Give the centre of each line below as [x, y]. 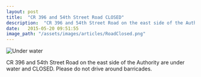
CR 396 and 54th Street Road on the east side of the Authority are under [95, 63]
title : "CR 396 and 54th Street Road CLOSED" [65, 17]
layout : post [22, 12]
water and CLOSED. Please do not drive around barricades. [79, 69]
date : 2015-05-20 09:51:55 [42, 28]
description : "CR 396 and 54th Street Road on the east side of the [95, 23]
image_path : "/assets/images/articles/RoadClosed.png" [76, 34]
